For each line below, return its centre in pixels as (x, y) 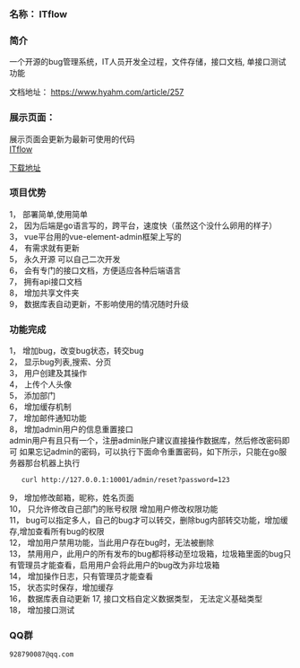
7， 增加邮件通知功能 (48, 418)
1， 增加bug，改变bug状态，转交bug (77, 351)
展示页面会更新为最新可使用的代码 (72, 139)
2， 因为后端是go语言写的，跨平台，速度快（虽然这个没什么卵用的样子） (143, 225)
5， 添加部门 (33, 396)
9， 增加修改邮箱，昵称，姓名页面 (72, 498)
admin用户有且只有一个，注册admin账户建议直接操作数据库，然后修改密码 (146, 441)
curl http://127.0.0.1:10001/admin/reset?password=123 (125, 480)
